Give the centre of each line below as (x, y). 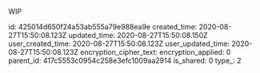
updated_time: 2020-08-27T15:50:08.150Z (138, 35)
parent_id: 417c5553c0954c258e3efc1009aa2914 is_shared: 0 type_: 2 (125, 60)
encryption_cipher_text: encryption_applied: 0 (155, 52)
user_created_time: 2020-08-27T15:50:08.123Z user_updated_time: (119, 44)
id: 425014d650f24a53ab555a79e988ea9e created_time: (103, 27)
